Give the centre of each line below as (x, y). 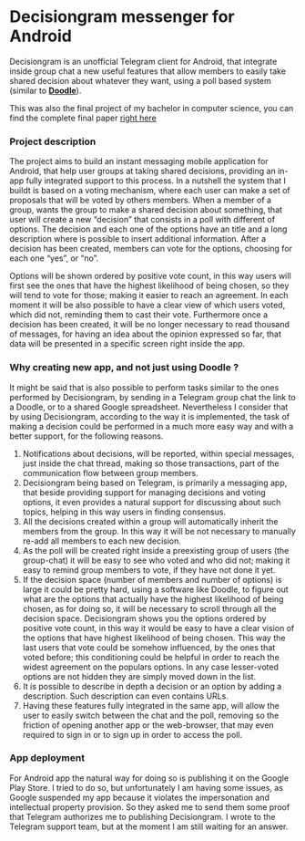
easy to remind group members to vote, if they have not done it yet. (149, 570)
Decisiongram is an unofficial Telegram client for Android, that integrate (143, 61)
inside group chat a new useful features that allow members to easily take (148, 71)
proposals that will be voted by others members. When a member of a (140, 200)
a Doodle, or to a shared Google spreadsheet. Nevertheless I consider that (149, 407)
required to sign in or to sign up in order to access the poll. (132, 734)
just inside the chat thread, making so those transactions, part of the (151, 463)
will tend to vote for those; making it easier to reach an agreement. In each (149, 296)
